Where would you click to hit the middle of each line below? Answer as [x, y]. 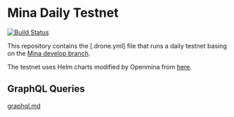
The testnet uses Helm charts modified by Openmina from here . [99, 67]
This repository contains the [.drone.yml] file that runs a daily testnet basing [117, 46]
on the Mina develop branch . [49, 53]
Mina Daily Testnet [63, 13]
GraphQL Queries [46, 89]
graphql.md [24, 106]
